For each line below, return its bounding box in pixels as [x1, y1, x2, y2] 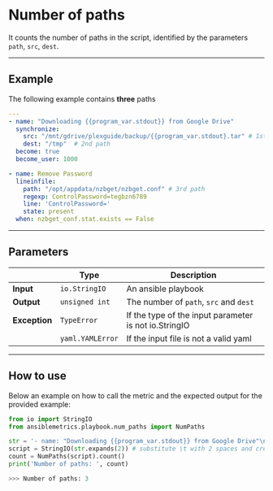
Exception [12, 315, 53, 326]
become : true [15, 148, 60, 156]
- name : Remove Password [8, 169, 93, 178]
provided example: [8, 399, 71, 409]
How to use [8, 369, 67, 383]
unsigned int [59, 297, 110, 306]
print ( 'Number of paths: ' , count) [8, 460, 129, 468]
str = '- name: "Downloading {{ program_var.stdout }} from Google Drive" [8, 437, 260, 445]
